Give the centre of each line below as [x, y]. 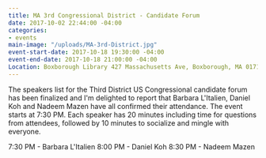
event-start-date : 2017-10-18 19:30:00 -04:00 [86, 52]
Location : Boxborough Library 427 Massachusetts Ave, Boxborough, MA [125, 67]
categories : [28, 30]
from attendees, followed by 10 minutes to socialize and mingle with [119, 122]
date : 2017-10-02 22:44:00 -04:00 [65, 23]
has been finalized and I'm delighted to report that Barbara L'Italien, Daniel [129, 98]
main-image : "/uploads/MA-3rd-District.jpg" [83, 45]
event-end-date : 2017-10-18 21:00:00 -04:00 [83, 60]
